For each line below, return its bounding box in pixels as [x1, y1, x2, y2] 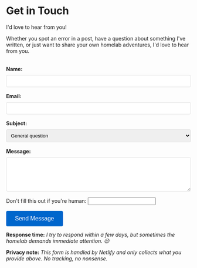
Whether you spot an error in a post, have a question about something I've [6, 35, 186, 42]
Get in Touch [6, 4, 69, 18]
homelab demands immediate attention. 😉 [6, 237, 110, 244]
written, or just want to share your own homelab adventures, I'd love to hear [6, 41, 189, 48]
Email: [6, 92, 22, 99]
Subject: [6, 119, 28, 127]
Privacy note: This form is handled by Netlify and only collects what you [6, 249, 182, 256]
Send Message [15, 215, 55, 222]
